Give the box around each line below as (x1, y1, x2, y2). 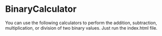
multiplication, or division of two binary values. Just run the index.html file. (5, 25, 158, 31)
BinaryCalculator (5, 3, 77, 15)
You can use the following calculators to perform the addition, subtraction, (5, 20, 158, 26)
